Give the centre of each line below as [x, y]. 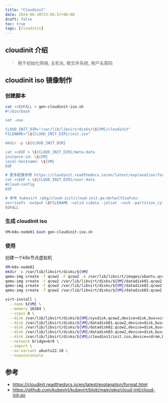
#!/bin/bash [17, 111]
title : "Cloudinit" [25, 10]
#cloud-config [20, 184]
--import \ [21, 346]
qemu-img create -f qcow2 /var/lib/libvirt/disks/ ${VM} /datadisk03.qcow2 [84, 290]
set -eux [14, 120]
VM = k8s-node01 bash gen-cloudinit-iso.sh [49, 232]
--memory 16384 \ [28, 309]
